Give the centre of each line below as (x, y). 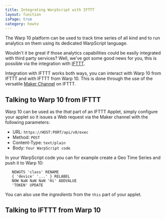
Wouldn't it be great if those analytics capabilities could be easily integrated (83, 53)
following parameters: (28, 122)
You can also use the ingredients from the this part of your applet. (74, 194)
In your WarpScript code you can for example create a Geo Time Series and (83, 157)
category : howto (22, 24)
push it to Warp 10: (24, 163)
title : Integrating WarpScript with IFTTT (50, 10)
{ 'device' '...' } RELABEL (41, 176)
